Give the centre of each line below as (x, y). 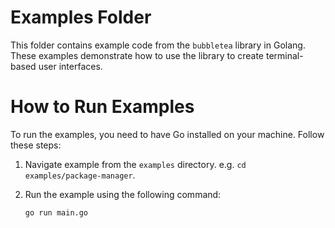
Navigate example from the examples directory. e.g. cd (135, 164)
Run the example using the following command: (123, 194)
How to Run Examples (102, 107)
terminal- (284, 55)
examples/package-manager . (80, 175)
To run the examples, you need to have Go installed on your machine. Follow (167, 134)
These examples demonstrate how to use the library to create (137, 55)
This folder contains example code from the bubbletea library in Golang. (158, 45)
